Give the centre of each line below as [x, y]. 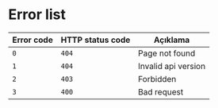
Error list [37, 15]
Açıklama [172, 40]
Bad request [161, 91]
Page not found [167, 53]
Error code [33, 40]
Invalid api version [172, 66]
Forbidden [157, 79]
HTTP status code [96, 40]
